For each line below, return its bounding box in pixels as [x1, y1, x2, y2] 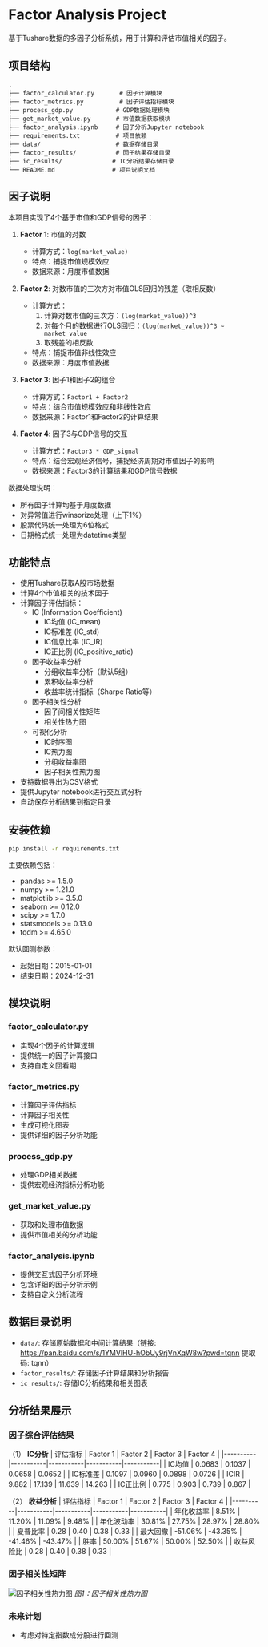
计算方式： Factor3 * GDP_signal [31, 446, 139, 455]
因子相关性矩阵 [8, 1568, 66, 1580]
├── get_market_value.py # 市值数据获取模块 [8, 115, 171, 123]
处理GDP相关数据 [19, 1170, 78, 1180]
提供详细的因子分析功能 [19, 1130, 98, 1140]
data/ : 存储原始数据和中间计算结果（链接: [19, 1338, 157, 1347]
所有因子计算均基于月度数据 [19, 499, 112, 510]
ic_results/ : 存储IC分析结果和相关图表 [19, 1378, 148, 1387]
